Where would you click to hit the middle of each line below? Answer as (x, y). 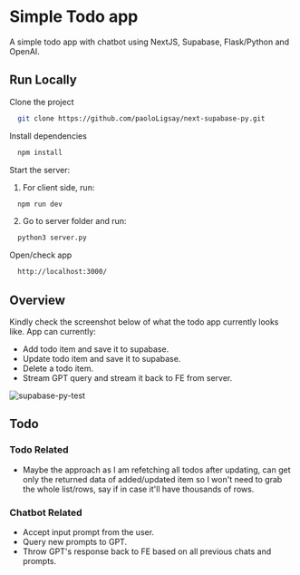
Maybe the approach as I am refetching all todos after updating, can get (157, 470)
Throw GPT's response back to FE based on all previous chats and (147, 551)
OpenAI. (25, 51)
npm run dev (40, 204)
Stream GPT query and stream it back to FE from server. (127, 377)
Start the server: (40, 170)
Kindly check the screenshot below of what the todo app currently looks (144, 322)
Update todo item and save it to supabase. (102, 358)
